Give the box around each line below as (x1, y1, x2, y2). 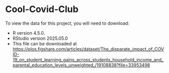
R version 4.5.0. (12, 30, 45, 36)
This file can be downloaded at (12, 40, 77, 46)
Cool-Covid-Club (5, 4, 79, 15)
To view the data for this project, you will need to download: (5, 20, 130, 26)
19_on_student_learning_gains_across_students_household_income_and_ (12, 56, 164, 62)
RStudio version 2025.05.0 (12, 35, 68, 41)
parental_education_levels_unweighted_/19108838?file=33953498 (12, 62, 150, 68)
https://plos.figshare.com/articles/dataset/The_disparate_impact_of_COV (12, 46, 164, 52)
